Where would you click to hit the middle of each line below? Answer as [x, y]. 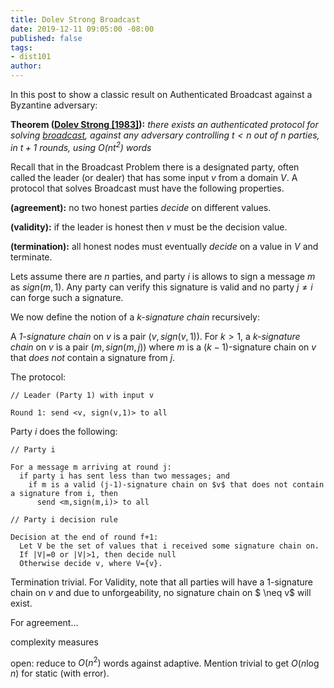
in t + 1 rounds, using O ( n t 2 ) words [81, 146]
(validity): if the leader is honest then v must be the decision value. [149, 227]
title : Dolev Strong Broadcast [75, 19]
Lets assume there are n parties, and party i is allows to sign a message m [163, 276]
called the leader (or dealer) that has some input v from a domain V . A [154, 177]
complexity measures [54, 642]
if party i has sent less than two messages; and [124, 476]
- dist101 [31, 57]
